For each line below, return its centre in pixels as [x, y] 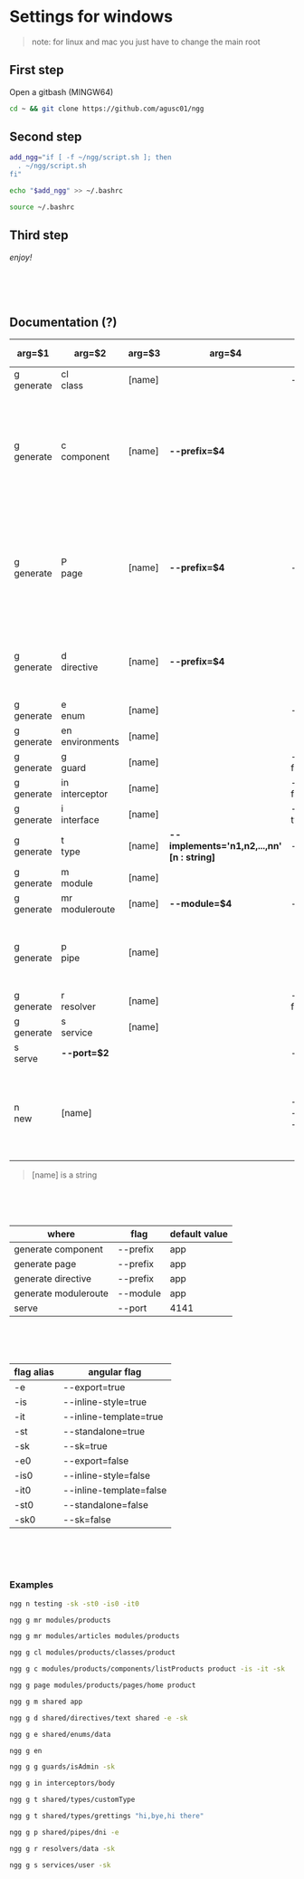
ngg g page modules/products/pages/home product [103, 1685]
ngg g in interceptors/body [62, 1784]
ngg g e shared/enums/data [60, 1734]
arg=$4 [226, 353]
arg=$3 [144, 353]
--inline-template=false [115, 1491]
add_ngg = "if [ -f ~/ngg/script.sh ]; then [90, 157]
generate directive [53, 1279]
